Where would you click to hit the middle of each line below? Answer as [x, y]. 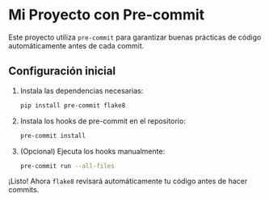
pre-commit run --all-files [67, 166]
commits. [24, 190]
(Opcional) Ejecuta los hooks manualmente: [92, 151]
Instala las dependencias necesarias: [82, 90]
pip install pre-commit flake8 [73, 105]
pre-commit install [53, 136]
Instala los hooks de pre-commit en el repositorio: [103, 121]
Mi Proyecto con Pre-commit [107, 15]
